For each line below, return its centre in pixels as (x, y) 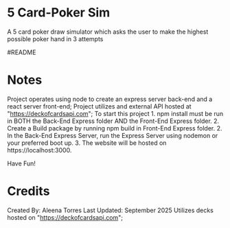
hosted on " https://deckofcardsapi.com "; (65, 217)
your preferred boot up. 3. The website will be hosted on (87, 143)
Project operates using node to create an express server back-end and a (110, 99)
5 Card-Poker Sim (59, 13)
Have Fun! (22, 163)
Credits (28, 191)
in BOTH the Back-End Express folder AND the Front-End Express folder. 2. (113, 121)
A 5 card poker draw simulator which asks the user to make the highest (108, 32)
